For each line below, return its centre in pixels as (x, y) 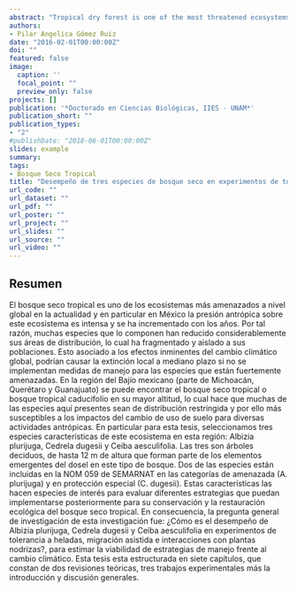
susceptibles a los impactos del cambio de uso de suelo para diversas (137, 418)
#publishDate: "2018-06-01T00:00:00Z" (80, 141)
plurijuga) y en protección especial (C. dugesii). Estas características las (141, 483)
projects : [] (33, 100)
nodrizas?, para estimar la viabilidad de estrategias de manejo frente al (138, 549)
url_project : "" (39, 223)
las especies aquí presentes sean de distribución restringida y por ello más (145, 408)
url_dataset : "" (39, 199)
